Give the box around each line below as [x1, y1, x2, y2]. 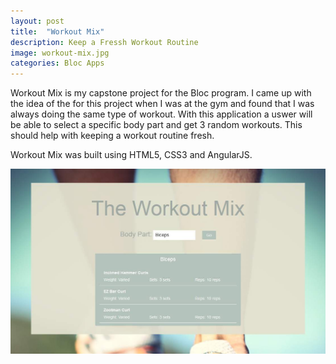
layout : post [10, 16, 65, 26]
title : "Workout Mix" [10, 26, 105, 37]
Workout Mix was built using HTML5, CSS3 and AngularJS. [10, 149, 253, 161]
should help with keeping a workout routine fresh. [10, 130, 215, 142]
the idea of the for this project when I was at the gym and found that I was [10, 98, 315, 110]
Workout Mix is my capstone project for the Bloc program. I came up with [10, 87, 312, 99]
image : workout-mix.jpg [10, 48, 110, 58]
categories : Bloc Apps [10, 58, 105, 69]
